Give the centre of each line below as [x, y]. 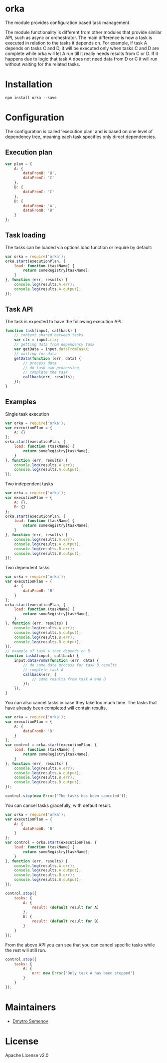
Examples [21, 402]
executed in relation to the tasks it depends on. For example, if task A [76, 43]
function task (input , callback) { [41, 331]
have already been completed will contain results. [56, 708]
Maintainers [31, 1007]
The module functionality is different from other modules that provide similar [83, 32]
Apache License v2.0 [27, 1055]
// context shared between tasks [49, 335]
